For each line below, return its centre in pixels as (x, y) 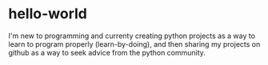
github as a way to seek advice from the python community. (107, 52)
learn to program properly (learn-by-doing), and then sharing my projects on (134, 44)
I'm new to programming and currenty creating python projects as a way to (132, 36)
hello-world (48, 14)
